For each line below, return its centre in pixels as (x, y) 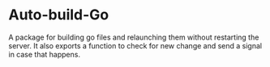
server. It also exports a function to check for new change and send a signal (135, 45)
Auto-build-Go (59, 15)
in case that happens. (45, 54)
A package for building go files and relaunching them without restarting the (134, 37)
